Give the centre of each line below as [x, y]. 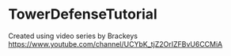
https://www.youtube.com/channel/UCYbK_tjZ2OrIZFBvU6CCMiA [116, 44]
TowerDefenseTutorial [83, 14]
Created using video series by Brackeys [73, 36]
